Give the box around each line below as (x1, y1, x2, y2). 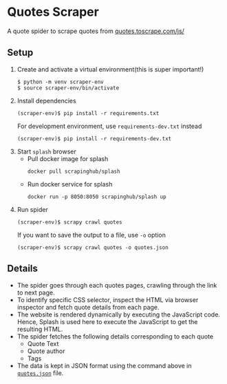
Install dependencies (17, 96, 77, 105)
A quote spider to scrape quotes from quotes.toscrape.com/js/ (7, 27, 184, 35)
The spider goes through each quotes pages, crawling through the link (17, 281, 217, 289)
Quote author (27, 347, 65, 355)
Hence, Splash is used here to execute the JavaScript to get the (17, 317, 198, 326)
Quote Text (27, 339, 59, 348)
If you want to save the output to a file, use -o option (17, 231, 166, 239)
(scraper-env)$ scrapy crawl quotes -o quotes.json (17, 244, 169, 251)
